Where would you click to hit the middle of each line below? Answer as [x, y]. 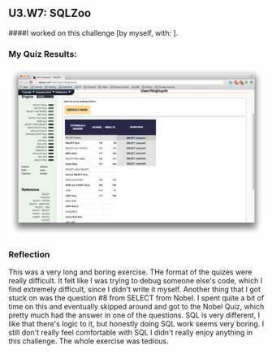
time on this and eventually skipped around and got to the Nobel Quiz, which [136, 307]
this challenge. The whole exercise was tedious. [89, 341]
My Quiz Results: [43, 54]
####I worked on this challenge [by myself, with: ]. [93, 32]
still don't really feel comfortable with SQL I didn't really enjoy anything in [131, 333]
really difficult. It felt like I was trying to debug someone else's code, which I [136, 281]
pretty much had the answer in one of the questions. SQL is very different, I [134, 315]
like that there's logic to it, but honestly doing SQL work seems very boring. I [136, 324]
